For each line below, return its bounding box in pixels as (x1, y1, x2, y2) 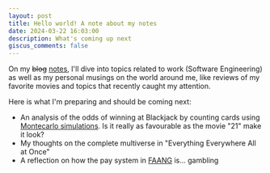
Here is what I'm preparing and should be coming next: (8, 97, 192, 107)
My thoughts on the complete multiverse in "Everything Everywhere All (19, 138, 256, 148)
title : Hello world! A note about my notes (8, 19, 158, 27)
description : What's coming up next (8, 34, 132, 43)
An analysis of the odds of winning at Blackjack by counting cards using (19, 112, 260, 122)
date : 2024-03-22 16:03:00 (8, 27, 99, 35)
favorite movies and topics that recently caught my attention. (8, 82, 212, 91)
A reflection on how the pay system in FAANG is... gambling (19, 155, 219, 166)
